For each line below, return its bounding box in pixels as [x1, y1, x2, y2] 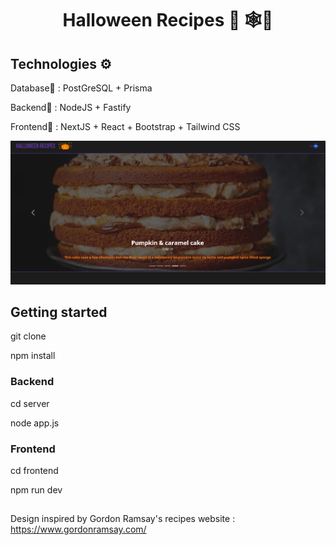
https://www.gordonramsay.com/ [10, 523, 147, 536]
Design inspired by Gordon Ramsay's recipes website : [10, 513, 236, 525]
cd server [10, 397, 50, 409]
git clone [10, 330, 47, 342]
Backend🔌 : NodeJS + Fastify [10, 102, 132, 113]
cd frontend [10, 464, 59, 476]
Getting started [10, 303, 108, 321]
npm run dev [10, 483, 63, 496]
